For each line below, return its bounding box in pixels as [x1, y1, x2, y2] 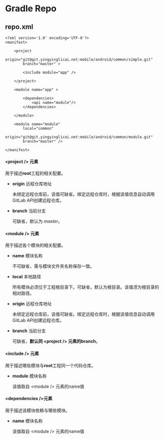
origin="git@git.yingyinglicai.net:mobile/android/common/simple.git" [5, 57, 153, 62]
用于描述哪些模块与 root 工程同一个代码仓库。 [5, 362, 96, 368]
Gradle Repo [5, 3, 57, 14]
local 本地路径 [12, 274, 41, 280]
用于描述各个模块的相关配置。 [5, 242, 66, 249]
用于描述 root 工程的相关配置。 [5, 170, 66, 176]
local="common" [23, 126, 54, 131]
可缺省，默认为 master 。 [12, 219, 63, 224]
